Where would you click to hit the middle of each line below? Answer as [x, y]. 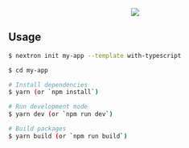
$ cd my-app [28, 70]
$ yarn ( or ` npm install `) [53, 92]
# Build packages [37, 129]
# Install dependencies [48, 84]
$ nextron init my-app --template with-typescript [95, 55]
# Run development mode [48, 107]
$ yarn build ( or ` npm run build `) [68, 136]
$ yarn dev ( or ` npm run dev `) [61, 114]
